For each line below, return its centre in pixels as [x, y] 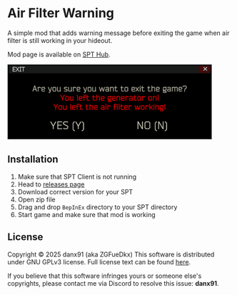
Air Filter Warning [61, 13]
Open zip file [36, 199]
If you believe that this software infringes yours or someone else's [105, 276]
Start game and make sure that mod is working [86, 214]
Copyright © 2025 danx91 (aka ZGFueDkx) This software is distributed [111, 254]
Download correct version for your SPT [75, 191]
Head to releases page [51, 184]
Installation [33, 160]
